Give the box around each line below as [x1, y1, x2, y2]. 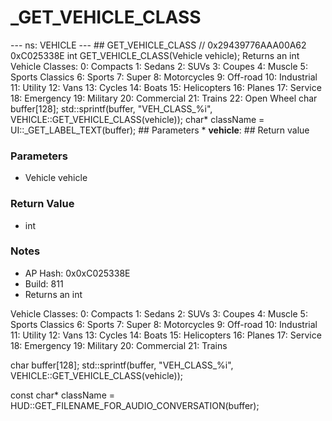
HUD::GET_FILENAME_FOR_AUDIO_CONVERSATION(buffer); [10, 399, 260, 411]
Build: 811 [24, 277, 64, 290]
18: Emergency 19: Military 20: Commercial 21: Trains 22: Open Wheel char [10, 92, 318, 104]
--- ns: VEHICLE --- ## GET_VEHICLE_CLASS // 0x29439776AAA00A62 [10, 39, 307, 51]
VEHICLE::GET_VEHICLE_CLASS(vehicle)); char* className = [10, 113, 265, 125]
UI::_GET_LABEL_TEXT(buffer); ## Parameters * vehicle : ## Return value [10, 124, 310, 136]
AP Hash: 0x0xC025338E [24, 267, 131, 279]
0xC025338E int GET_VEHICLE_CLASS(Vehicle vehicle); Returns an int [10, 49, 300, 61]
